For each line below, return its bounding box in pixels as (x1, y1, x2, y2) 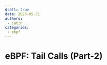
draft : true (5, 7, 29, 12)
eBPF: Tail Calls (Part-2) (5, 50, 103, 62)
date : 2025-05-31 (5, 12, 40, 16)
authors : (5, 16, 23, 21)
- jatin (7, 20, 23, 26)
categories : (5, 25, 29, 30)
